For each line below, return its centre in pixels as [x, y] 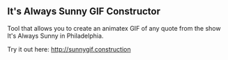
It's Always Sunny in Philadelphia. [55, 36]
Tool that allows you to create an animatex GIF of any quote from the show [114, 28]
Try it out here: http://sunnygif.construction [69, 49]
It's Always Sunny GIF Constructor [84, 12]
